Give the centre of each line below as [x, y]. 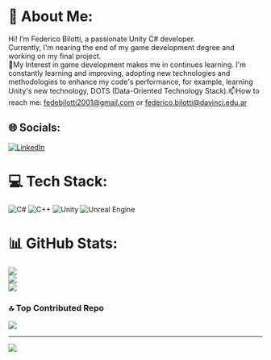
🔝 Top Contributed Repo [56, 308]
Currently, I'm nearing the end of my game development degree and [122, 47]
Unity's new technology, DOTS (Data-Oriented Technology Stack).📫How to [134, 90]
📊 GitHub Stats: [63, 243]
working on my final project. [55, 56]
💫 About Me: [51, 17]
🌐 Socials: [35, 128]
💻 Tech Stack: [58, 181]
